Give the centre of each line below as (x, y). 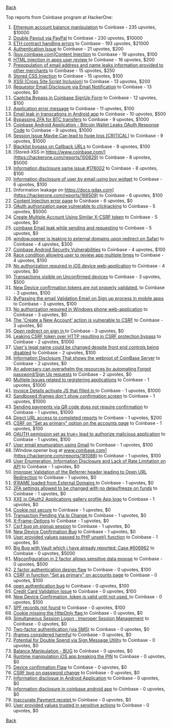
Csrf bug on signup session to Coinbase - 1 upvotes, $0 (72, 526)
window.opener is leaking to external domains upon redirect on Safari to (89, 239)
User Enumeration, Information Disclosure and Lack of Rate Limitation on (89, 461)
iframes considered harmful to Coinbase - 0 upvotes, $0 (72, 635)
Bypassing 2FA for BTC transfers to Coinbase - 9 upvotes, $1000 (81, 119)
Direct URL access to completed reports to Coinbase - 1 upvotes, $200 (87, 418)
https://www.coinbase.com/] (76, 152)
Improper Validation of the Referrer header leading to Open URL (80, 472)
